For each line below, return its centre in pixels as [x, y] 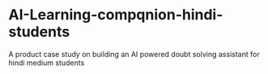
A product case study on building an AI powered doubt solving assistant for [134, 54]
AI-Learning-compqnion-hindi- [116, 15]
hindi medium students [47, 63]
